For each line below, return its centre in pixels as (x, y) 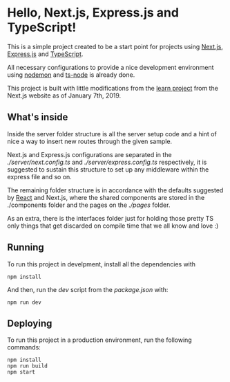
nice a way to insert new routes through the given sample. (90, 141)
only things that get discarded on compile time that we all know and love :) (113, 226)
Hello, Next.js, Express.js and (93, 13)
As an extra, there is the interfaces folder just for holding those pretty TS (111, 218)
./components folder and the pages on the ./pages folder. (89, 205)
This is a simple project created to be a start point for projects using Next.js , (115, 46)
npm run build (28, 366)
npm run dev (24, 302)
